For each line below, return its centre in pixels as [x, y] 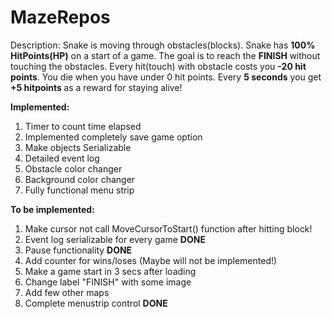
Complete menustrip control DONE [96, 303]
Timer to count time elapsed [83, 126]
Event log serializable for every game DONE [115, 239]
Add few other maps [67, 292]
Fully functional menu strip [79, 190]
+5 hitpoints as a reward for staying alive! [96, 87]
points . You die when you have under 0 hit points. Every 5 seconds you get [166, 77]
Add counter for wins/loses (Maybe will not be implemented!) [151, 260]
